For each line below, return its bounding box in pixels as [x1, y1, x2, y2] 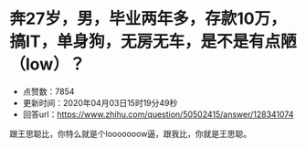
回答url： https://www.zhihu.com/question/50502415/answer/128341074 [22, 109, 294, 120]
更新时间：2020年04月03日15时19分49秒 [22, 97, 178, 108]
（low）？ [9, 54, 86, 75]
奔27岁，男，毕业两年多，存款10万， [9, 8, 287, 29]
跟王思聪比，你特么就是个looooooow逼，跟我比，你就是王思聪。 [9, 128, 252, 139]
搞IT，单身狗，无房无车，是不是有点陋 [9, 31, 297, 52]
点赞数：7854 [22, 86, 75, 97]
